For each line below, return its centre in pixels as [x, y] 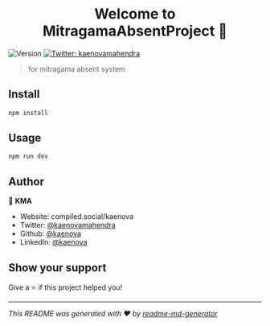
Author [26, 182]
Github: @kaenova [51, 233]
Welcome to [135, 14]
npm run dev [28, 157]
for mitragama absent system [77, 68]
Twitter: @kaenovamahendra [68, 225]
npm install [28, 113]
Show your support [57, 268]
